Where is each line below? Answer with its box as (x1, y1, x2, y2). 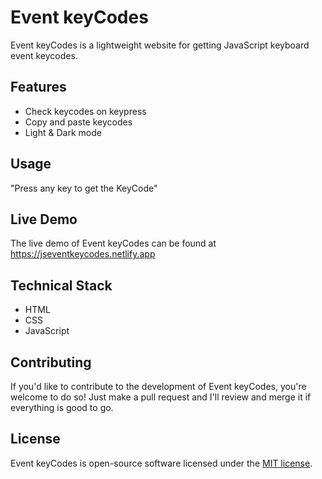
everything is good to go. (10, 402, 114, 413)
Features (10, 79, 67, 96)
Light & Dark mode (24, 126, 102, 138)
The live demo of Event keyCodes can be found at (10, 237, 217, 250)
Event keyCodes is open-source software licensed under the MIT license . (10, 457, 313, 469)
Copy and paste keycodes (24, 116, 133, 128)
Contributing (10, 354, 92, 371)
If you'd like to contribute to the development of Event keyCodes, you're (10, 381, 307, 392)
